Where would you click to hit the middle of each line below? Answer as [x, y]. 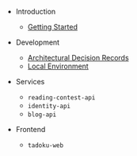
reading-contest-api [61, 98]
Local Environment [58, 66]
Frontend [30, 129]
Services [30, 82]
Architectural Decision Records [78, 58]
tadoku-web [46, 146]
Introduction [36, 12]
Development [38, 42]
